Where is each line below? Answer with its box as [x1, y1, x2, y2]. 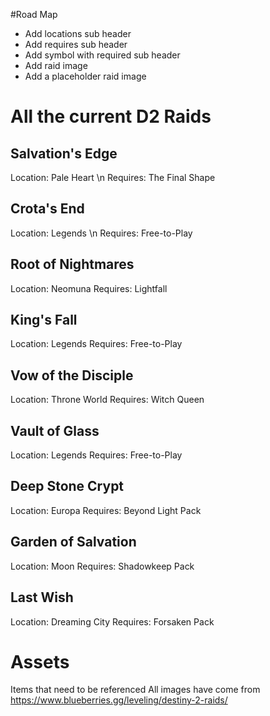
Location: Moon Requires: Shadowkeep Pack [10, 560, 195, 572]
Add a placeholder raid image [24, 70, 147, 82]
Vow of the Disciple [10, 367, 134, 384]
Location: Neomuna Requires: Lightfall [10, 282, 168, 294]
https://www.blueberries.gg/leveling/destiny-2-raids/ [10, 694, 228, 706]
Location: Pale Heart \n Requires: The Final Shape [10, 172, 216, 183]
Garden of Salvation [10, 534, 137, 551]
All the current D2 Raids [10, 105, 212, 128]
